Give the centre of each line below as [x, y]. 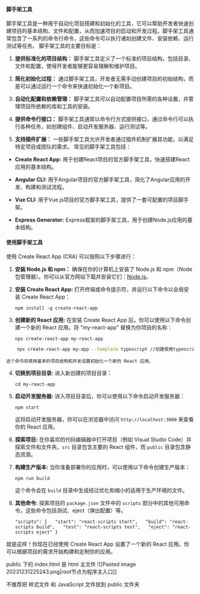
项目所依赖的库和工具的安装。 [57, 106]
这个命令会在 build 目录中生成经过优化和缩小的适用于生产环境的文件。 [101, 491]
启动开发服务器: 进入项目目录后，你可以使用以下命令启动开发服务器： [100, 396]
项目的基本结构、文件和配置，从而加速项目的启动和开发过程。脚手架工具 [100, 31]
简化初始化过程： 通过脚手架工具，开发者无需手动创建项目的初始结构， [101, 79]
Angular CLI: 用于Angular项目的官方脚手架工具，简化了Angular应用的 [100, 180]
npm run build [32, 479]
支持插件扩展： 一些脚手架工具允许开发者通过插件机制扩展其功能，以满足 [104, 139]
